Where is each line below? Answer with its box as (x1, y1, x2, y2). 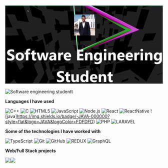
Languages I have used (5, 98, 54, 104)
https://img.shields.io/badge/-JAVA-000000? (16, 113, 110, 119)
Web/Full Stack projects (5, 148, 56, 154)
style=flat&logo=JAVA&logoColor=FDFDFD (5, 118, 93, 125)
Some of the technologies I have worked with (5, 128, 101, 134)
